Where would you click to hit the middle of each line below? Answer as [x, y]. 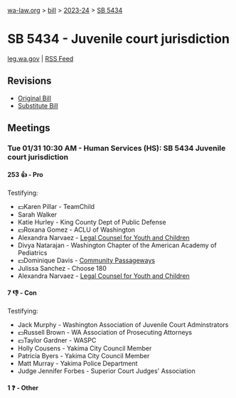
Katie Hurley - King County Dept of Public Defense [92, 222]
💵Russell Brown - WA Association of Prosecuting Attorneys [105, 333]
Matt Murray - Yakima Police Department [77, 364]
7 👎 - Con [22, 292]
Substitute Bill [38, 105]
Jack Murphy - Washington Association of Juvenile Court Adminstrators [123, 325]
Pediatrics [32, 253]
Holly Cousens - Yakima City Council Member [85, 348]
